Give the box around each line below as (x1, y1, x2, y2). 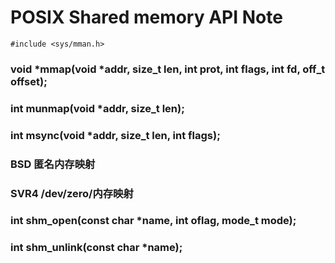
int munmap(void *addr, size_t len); (10, 101, 185, 115)
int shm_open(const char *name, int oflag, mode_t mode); (10, 214, 297, 228)
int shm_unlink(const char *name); (10, 241, 183, 255)
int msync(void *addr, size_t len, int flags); (10, 128, 221, 142)
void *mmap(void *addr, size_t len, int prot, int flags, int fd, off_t (10, 62, 326, 76)
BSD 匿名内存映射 (10, 157, 96, 171)
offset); (10, 74, 48, 88)
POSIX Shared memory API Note (10, 6, 283, 29)
